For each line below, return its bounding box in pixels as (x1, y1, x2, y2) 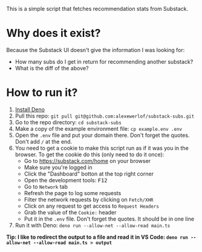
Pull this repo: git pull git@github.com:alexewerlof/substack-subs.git (15, 112, 195, 119)
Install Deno (15, 105, 45, 113)
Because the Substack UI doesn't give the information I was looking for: (6, 46, 185, 53)
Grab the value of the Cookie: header (24, 208, 117, 216)
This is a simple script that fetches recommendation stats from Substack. (6, 5, 189, 12)
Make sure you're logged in (24, 164, 93, 171)
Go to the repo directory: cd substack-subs (15, 118, 122, 126)
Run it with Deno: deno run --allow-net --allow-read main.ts (15, 221, 171, 229)
